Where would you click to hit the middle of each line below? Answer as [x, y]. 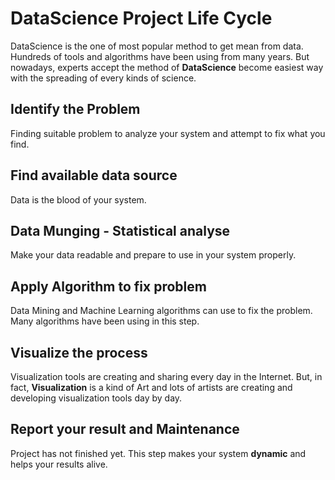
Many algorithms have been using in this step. [105, 321]
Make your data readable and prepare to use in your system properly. [153, 255]
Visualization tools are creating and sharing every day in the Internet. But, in [166, 376]
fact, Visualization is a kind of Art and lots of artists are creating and [151, 387]
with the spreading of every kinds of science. [103, 78]
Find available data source [94, 175]
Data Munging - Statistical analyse [120, 230]
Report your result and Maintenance [125, 429]
